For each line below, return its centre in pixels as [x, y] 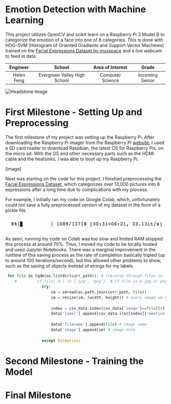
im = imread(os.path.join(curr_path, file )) [98, 292]
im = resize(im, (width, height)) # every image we [107, 297]
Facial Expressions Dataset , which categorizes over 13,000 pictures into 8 [83, 184]
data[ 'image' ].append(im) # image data [93, 330]
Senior [148, 80]
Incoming [148, 75]
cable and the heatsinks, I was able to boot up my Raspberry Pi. [72, 159]
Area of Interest [110, 67]
